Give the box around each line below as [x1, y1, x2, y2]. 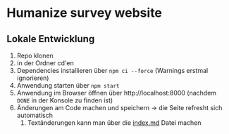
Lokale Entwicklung [6, 33, 95, 45]
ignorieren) [16, 74, 49, 82]
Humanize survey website [6, 5, 163, 21]
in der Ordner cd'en [16, 59, 75, 67]
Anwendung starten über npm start [16, 81, 120, 89]
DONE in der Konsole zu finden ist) [16, 96, 113, 105]
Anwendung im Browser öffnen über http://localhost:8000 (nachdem [16, 89, 216, 97]
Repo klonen [16, 51, 54, 60]
